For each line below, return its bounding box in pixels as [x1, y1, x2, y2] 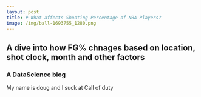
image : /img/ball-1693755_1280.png [6, 20, 97, 26]
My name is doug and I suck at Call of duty [6, 84, 114, 92]
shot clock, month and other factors [6, 52, 145, 62]
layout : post [6, 8, 39, 15]
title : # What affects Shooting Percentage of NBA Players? [6, 15, 162, 21]
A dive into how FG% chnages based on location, [6, 42, 196, 53]
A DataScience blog [6, 70, 66, 79]
